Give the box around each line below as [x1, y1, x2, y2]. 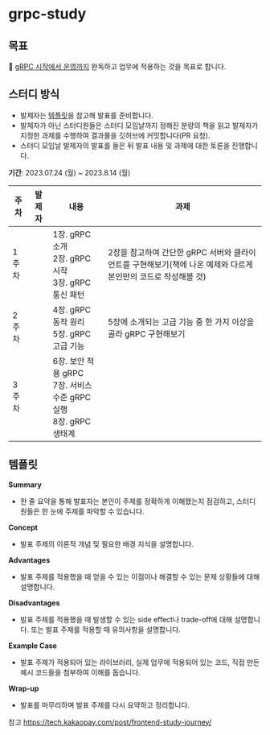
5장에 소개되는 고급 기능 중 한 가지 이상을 [107, 316, 255, 327]
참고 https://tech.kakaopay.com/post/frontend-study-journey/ [8, 717, 212, 727]
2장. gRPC [52, 253, 91, 264]
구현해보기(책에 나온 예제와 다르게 [132, 258, 253, 270]
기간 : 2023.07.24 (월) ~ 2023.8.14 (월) [8, 167, 131, 177]
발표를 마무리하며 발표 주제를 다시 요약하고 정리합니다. [19, 700, 190, 709]
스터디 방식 [8, 88, 60, 101]
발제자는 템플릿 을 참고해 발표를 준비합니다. [19, 110, 154, 120]
